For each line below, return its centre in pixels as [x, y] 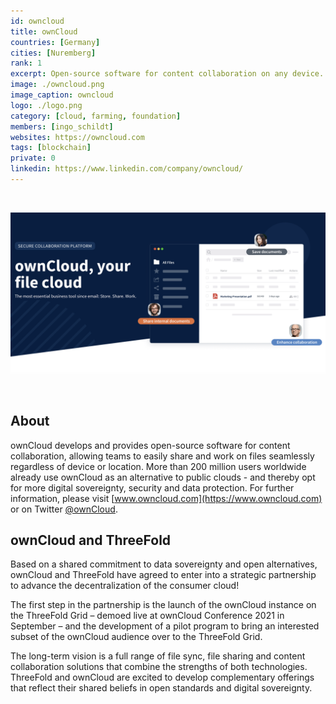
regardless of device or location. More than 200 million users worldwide [158, 466]
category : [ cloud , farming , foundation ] [96, 116]
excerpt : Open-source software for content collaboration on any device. [167, 74]
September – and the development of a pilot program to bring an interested [165, 626]
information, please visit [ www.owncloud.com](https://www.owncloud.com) [166, 498]
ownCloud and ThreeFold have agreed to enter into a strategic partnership [163, 575]
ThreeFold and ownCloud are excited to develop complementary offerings [162, 677]
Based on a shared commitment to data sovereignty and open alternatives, [164, 564]
